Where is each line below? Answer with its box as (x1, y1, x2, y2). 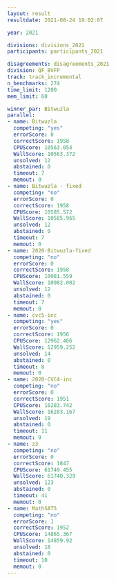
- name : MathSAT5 (7, 505, 57, 512)
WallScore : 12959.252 (13, 344, 76, 351)
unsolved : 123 (13, 479, 54, 486)
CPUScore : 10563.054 (13, 144, 72, 151)
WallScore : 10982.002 (13, 279, 76, 286)
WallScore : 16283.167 (13, 408, 76, 415)
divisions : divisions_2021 (7, 42, 85, 49)
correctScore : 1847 (13, 460, 70, 467)
